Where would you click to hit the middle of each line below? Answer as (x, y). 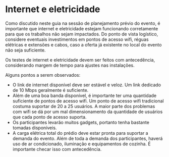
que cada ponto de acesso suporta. (49, 117)
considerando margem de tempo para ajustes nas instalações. (70, 65)
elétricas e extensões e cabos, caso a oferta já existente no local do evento (83, 44)
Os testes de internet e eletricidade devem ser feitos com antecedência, (80, 60)
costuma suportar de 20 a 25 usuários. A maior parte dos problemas (84, 106)
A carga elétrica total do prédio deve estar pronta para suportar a (80, 133)
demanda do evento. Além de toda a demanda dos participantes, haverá (88, 138)
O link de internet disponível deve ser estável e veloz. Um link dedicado (87, 85)
